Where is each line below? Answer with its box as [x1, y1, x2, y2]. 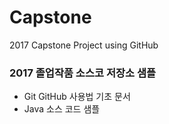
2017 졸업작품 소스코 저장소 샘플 [9, 66, 157, 80]
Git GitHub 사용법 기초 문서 [23, 91, 131, 103]
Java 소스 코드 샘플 [23, 103, 101, 115]
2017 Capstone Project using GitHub [9, 39, 159, 51]
